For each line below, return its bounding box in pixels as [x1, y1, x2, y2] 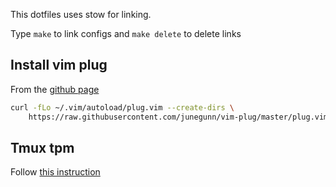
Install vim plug [10, 57, 108, 74]
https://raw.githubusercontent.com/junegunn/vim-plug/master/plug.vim [28, 112, 329, 122]
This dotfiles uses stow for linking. [10, 9, 152, 20]
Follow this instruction [10, 166, 101, 178]
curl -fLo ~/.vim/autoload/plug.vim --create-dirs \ [10, 102, 235, 113]
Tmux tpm [10, 139, 75, 156]
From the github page [10, 83, 100, 95]
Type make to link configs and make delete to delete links [10, 28, 242, 39]
